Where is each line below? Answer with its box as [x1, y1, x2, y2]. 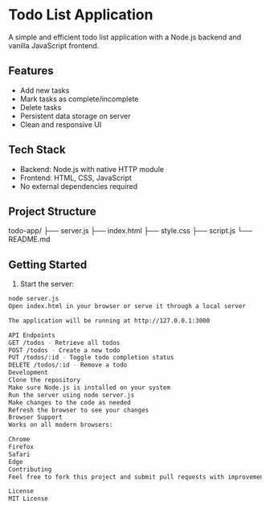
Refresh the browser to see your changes [8, 406, 149, 414]
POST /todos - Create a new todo [8, 346, 121, 355]
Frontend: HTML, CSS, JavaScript [19, 173, 133, 183]
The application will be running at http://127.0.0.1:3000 [8, 316, 211, 325]
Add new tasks [19, 85, 70, 95]
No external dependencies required [19, 181, 138, 191]
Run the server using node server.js [8, 391, 135, 399]
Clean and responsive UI [19, 119, 102, 129]
